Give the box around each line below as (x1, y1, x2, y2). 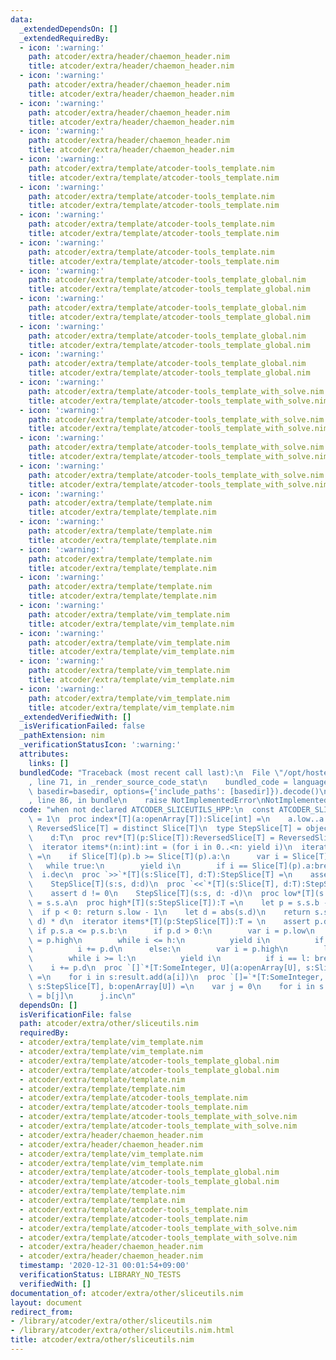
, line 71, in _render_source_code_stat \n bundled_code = (28, 777, 288, 787)
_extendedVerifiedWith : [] (19, 712, 132, 722)
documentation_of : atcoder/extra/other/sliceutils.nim (10, 1288, 244, 1298)
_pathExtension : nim (19, 731, 105, 741)
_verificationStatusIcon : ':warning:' (19, 740, 182, 750)
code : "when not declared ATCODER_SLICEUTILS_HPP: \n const (19, 805, 275, 815)
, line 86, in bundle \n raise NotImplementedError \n (28, 796, 267, 806)
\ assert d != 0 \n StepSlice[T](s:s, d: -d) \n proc (28, 889, 280, 899)
